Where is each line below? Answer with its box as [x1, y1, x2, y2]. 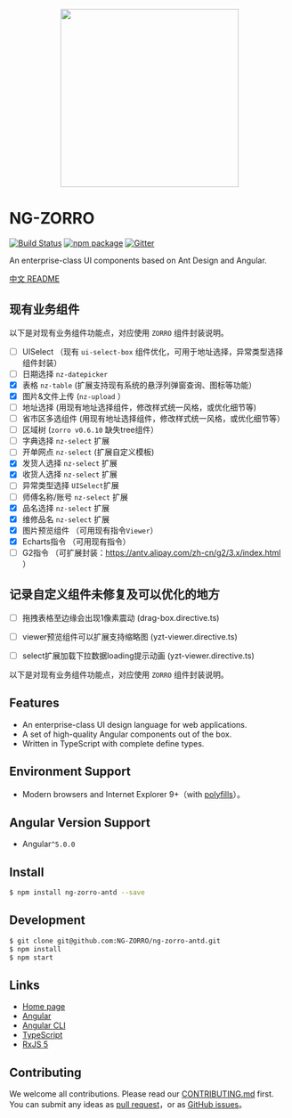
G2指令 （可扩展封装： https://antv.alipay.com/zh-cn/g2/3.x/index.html [21, 547, 281, 558]
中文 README [9, 273, 61, 284]
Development [9, 913, 86, 928]
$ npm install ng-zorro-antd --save [9, 888, 145, 897]
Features [9, 696, 60, 711]
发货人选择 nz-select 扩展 [21, 458, 118, 469]
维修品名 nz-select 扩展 [21, 513, 110, 525]
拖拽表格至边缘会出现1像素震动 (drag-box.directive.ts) [21, 612, 220, 623]
